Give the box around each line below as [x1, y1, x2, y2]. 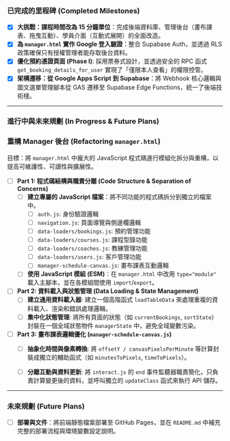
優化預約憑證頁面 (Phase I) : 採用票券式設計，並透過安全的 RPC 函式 [16, 57, 207, 66]
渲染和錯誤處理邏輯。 [51, 304, 112, 312]
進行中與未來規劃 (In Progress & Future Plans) [7, 116, 159, 126]
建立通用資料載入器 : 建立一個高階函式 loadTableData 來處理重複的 [27, 296, 212, 304]
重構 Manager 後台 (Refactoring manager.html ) [7, 137, 161, 147]
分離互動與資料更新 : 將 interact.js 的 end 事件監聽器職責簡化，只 [27, 368, 213, 376]
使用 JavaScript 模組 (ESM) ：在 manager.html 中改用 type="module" [27, 270, 217, 278]
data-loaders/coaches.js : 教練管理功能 [37, 244, 149, 253]
